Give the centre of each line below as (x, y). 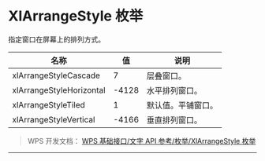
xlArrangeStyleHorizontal (59, 90)
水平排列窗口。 (174, 90)
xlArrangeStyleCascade (56, 75)
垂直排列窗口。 (174, 120)
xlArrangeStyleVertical (54, 119)
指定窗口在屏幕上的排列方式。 (56, 39)
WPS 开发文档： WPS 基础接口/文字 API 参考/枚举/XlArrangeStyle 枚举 (142, 141)
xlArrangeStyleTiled (49, 104)
